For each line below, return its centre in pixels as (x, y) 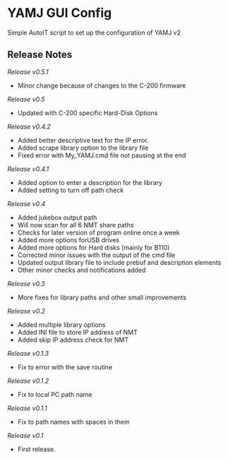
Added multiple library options (61, 324)
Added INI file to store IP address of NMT (77, 332)
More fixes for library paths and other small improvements (102, 297)
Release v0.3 (26, 283)
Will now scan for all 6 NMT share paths (76, 225)
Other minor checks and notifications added (82, 270)
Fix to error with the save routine (65, 367)
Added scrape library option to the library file (83, 148)
